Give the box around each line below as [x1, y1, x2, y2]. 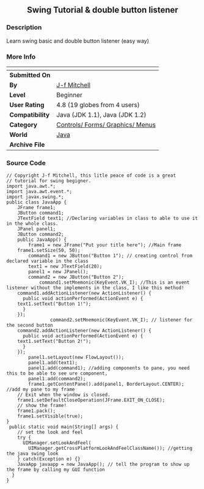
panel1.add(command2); [28, 376, 86, 382]
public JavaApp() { [17, 237, 67, 243]
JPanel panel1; [17, 226, 56, 232]
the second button [6, 322, 53, 329]
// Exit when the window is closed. [17, 392, 111, 398]
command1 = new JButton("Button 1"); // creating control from [28, 253, 192, 259]
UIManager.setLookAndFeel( [22, 440, 92, 446]
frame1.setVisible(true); [17, 413, 84, 419]
